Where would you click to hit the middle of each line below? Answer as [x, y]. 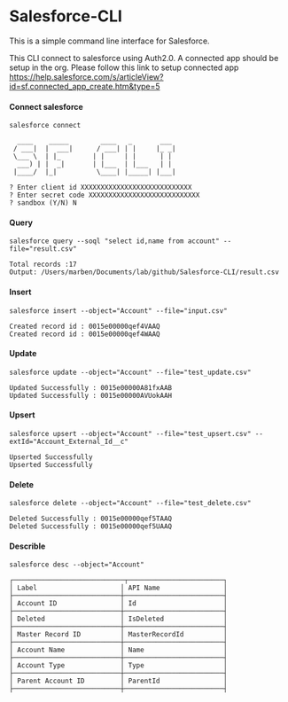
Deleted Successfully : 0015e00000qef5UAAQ [91, 526]
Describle [27, 546]
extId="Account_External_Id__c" [69, 441]
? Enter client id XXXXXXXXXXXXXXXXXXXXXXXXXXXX [101, 188]
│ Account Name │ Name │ [118, 650]
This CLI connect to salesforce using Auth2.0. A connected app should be [144, 58]
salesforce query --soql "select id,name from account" [114, 241]
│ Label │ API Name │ [118, 588]
